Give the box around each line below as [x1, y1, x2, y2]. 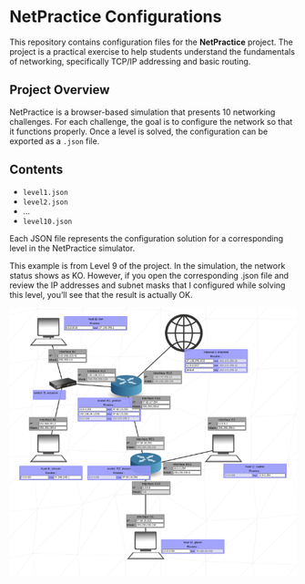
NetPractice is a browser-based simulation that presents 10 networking [9, 107, 276, 118]
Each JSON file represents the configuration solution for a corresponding [9, 232, 284, 243]
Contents [9, 162, 64, 178]
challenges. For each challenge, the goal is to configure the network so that [9, 116, 293, 127]
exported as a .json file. [9, 135, 100, 147]
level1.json [22, 188, 68, 197]
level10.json [22, 217, 73, 226]
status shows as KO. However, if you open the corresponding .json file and [9, 270, 290, 281]
